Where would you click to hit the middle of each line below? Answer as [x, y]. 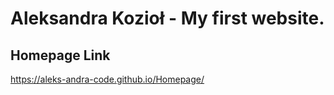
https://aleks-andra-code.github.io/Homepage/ [107, 79]
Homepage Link [60, 55]
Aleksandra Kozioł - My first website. [167, 18]
